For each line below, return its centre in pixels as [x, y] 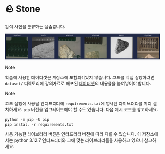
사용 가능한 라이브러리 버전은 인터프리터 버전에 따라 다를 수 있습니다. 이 [73, 134]
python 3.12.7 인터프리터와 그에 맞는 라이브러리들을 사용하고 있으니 [79, 140]
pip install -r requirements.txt [39, 125]
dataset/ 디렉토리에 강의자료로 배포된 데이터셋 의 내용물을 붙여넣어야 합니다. [78, 84]
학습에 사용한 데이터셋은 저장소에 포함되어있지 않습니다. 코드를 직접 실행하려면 [80, 77]
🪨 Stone [23, 9]
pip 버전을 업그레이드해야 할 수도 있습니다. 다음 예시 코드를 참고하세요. [91, 110]
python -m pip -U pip [27, 120]
